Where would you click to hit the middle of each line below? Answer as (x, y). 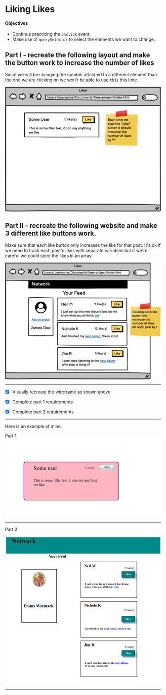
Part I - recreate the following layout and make (78, 55)
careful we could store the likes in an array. (49, 256)
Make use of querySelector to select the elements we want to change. (83, 39)
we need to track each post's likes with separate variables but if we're (76, 251)
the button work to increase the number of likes (80, 63)
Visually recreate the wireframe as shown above (61, 392)
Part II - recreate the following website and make (81, 226)
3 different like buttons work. (51, 233)
